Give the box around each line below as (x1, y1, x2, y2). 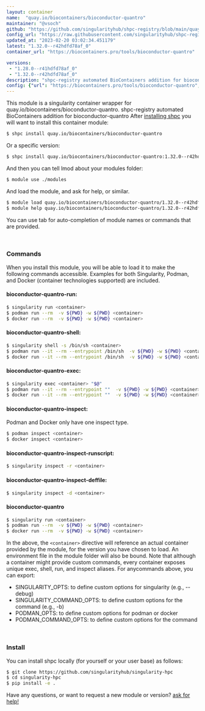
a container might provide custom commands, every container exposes (6, 559, 185, 566)
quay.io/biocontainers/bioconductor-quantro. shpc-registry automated (6, 106, 184, 113)
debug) (15, 590, 34, 597)
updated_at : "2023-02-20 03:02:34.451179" (6, 37, 116, 43)
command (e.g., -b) (15, 603, 65, 611)
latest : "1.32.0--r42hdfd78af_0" (6, 43, 92, 50)
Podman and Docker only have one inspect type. (6, 419, 129, 426)
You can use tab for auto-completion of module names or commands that (6, 216, 191, 223)
